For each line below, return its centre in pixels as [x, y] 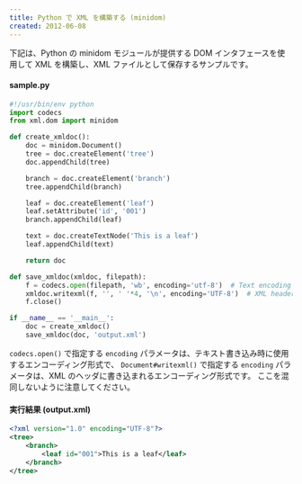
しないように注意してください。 [75, 387]
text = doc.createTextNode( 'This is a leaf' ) [112, 236]
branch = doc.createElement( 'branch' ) [98, 178]
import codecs [36, 112]
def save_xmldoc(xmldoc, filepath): [78, 277]
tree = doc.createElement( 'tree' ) [90, 154]
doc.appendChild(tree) [68, 162]
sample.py [30, 85]
